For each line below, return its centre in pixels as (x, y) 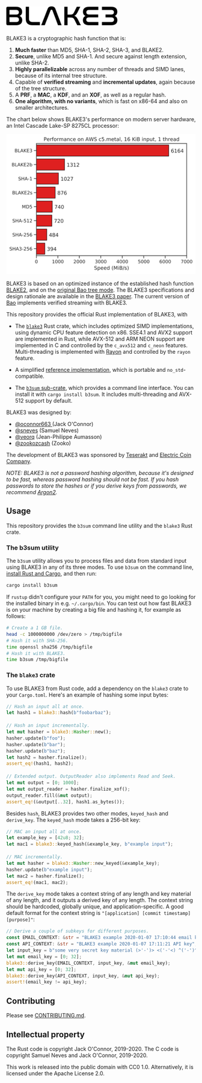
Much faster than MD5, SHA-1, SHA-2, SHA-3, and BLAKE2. (89, 50)
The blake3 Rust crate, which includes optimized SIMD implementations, (104, 326)
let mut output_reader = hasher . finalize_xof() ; (68, 789)
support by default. (49, 401)
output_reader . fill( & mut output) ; (50, 796)
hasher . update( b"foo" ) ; (36, 738)
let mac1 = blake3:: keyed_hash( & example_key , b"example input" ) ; (90, 844)
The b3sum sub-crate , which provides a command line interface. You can (104, 388)
